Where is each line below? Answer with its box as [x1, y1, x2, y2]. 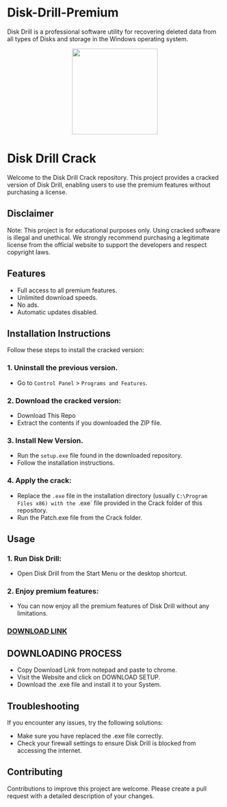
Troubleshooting [7, 700, 80, 712]
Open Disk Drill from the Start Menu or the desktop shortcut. [16, 570, 187, 578]
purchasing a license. [7, 187, 68, 196]
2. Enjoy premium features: [7, 587, 99, 596]
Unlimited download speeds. [16, 293, 98, 301]
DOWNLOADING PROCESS [7, 647, 122, 659]
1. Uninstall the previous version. [7, 363, 118, 373]
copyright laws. [7, 248, 51, 256]
